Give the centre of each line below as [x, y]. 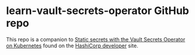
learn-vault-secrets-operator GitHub [97, 11]
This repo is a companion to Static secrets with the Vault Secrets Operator [96, 39]
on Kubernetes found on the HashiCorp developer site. [72, 46]
